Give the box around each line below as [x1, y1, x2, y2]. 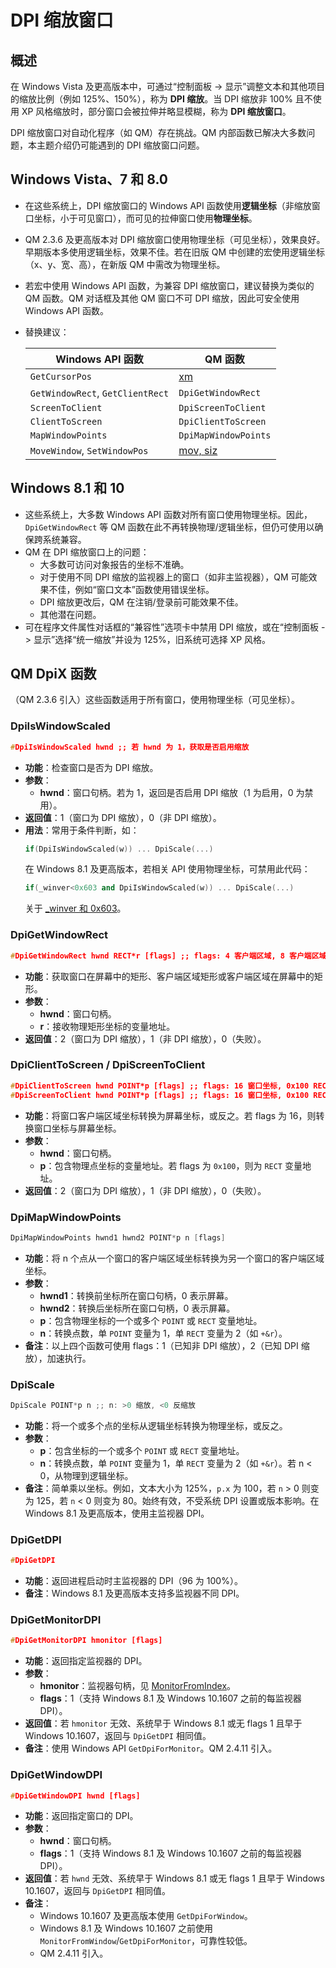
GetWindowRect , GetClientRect [29, 386, 170, 400]
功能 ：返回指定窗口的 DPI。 [24, 1810, 139, 1822]
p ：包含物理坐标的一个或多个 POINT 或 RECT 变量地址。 [39, 1314, 263, 1326]
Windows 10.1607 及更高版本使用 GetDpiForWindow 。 [39, 1910, 253, 1922]
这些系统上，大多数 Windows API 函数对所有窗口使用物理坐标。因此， [24, 508, 313, 520]
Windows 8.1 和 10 [10, 480, 125, 497]
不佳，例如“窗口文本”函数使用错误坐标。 [48, 583, 215, 595]
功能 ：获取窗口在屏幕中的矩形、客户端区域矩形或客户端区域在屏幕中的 [24, 970, 315, 982]
